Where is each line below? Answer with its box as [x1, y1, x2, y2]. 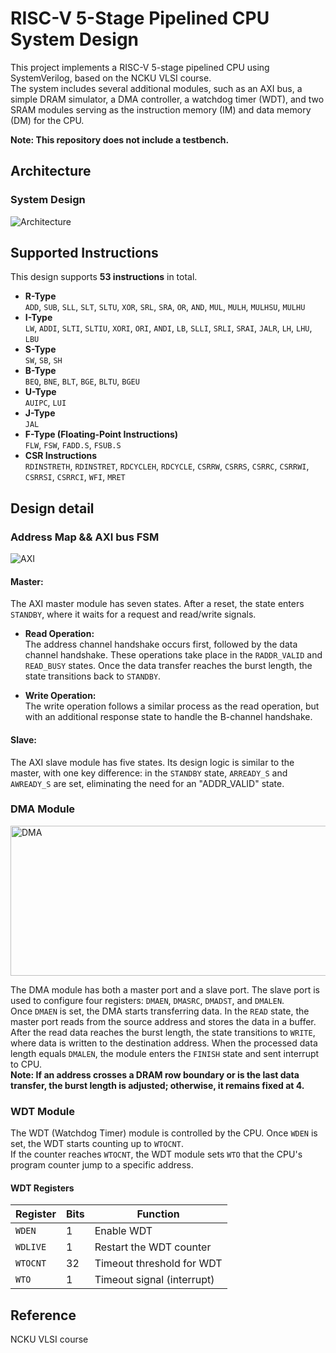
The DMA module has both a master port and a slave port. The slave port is [10, 983, 320, 996]
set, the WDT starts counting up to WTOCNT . [10, 1138, 184, 1150]
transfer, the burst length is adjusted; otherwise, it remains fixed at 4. [10, 1079, 305, 1091]
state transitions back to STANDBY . [24, 670, 162, 682]
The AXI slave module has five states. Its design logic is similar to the [10, 756, 295, 768]
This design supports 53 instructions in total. [10, 271, 198, 283]
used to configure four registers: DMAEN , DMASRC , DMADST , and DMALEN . [10, 994, 285, 1006]
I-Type [24, 312, 53, 324]
